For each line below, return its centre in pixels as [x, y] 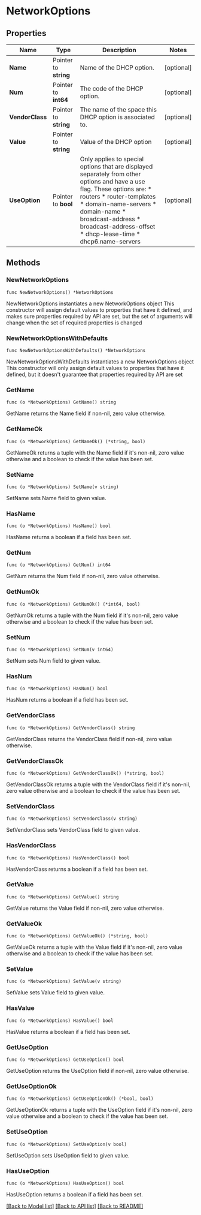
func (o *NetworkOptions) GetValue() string [63, 897]
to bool [63, 204]
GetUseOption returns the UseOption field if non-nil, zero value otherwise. [98, 1071]
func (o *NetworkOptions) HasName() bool [59, 526]
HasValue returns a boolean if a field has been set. [68, 1031]
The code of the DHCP [112, 88]
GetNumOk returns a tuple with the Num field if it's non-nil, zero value [92, 615]
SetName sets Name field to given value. [56, 498]
